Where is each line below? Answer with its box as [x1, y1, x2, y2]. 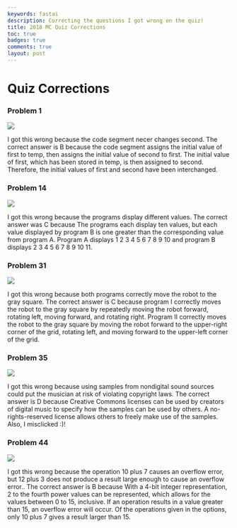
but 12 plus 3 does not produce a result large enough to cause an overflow [7, 475, 225, 483]
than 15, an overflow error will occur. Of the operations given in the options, [7, 505, 227, 513]
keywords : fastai [7, 10, 59, 18]
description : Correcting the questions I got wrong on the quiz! [7, 17, 204, 24]
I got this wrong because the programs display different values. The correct [7, 212, 228, 221]
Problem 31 [7, 260, 47, 270]
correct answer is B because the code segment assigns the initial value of [7, 143, 223, 151]
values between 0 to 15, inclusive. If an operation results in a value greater [7, 497, 224, 506]
